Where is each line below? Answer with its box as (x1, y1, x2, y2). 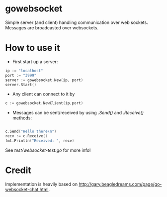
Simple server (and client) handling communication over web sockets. (5, 19, 148, 25)
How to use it (5, 42, 61, 54)
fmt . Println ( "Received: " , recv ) (5, 138, 75, 143)
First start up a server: (12, 58, 58, 65)
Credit (5, 165, 31, 176)
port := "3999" (5, 73, 37, 78)
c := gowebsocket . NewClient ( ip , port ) (5, 100, 83, 106)
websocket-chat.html (5, 186, 49, 192)
